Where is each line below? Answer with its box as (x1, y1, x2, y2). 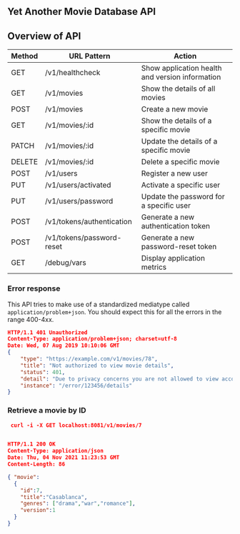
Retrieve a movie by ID (7, 405, 87, 415)
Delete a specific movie (141, 157, 220, 167)
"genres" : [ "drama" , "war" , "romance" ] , (20, 500, 136, 508)
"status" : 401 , (20, 368, 66, 376)
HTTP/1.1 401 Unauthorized (7, 328, 88, 336)
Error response (7, 283, 61, 293)
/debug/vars (45, 258, 87, 268)
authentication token (141, 221, 211, 231)
